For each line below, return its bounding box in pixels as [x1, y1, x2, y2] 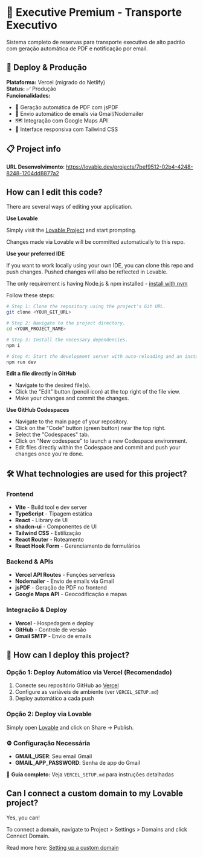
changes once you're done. [14, 450, 84, 457]
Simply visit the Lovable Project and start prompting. [6, 227, 137, 234]
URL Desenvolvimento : [6, 163, 65, 170]
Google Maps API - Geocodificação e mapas [14, 591, 127, 598]
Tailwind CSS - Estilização [14, 529, 82, 537]
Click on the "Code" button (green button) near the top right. [14, 425, 166, 432]
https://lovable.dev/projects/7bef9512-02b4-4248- [66, 163, 193, 170]
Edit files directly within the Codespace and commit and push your [14, 444, 181, 451]
